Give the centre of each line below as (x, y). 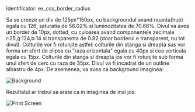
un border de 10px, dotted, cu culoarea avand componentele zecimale (90, 32)
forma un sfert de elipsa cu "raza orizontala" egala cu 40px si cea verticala (96, 51)
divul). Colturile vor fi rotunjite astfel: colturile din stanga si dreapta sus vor (96, 44)
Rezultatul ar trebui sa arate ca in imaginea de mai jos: (71, 92)
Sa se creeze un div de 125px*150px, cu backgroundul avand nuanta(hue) (95, 20)
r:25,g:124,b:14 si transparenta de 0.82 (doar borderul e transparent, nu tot (95, 38)
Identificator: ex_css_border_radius (48, 8)
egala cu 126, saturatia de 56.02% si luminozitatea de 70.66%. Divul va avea (98, 26)
